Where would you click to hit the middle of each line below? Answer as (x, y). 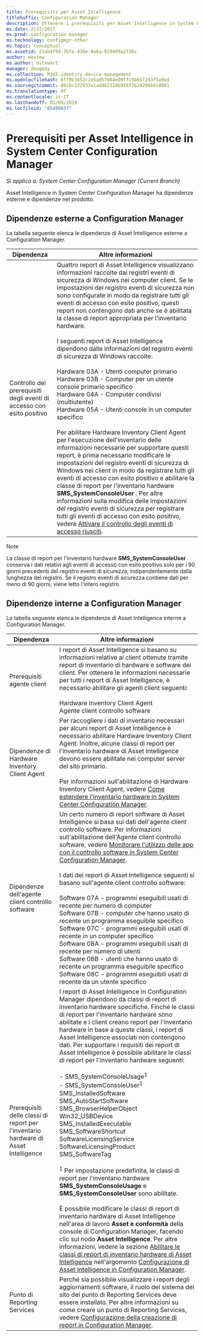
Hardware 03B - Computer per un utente (115, 379)
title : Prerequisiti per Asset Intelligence (63, 12)
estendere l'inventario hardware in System (120, 797)
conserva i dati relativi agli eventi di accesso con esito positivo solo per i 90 (101, 565)
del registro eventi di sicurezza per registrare (121, 509)
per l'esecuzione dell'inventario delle (109, 440)
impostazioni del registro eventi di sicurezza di (123, 463)
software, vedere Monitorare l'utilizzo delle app (126, 845)
